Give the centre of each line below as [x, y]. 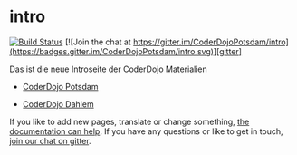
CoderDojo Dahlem [58, 104]
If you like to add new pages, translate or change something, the [129, 121]
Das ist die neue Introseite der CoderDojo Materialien [108, 69]
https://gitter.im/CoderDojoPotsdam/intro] [211, 42]
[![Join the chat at [98, 42]
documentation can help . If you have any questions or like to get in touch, [146, 131]
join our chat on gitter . [51, 140]
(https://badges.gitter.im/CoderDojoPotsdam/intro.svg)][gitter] [126, 51]
